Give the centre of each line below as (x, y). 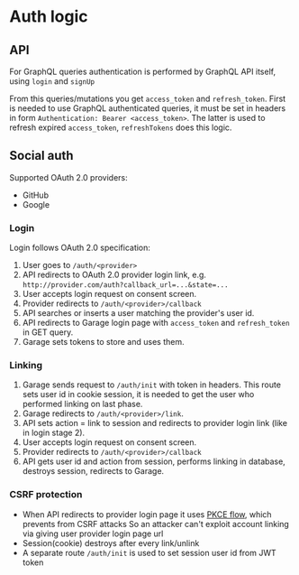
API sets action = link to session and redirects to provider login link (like (155, 423)
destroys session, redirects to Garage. (93, 471)
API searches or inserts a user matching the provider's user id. (138, 313)
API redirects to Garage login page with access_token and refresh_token (156, 323)
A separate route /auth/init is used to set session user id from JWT (149, 552)
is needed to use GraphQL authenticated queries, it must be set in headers (148, 108)
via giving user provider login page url (93, 533)
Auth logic (49, 17)
